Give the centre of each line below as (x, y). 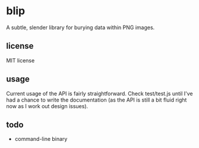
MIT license (20, 60)
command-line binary (41, 139)
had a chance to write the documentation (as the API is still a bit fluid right (97, 100)
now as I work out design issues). (47, 106)
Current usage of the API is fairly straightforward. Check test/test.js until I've (99, 93)
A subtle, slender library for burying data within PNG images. (80, 27)
